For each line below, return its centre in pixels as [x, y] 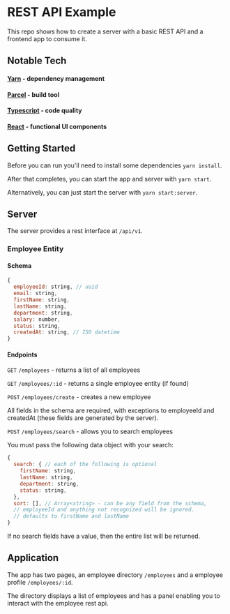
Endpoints [22, 354]
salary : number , [37, 319]
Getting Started [41, 148]
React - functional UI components [57, 126]
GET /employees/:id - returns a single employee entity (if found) [98, 384]
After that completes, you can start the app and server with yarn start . [109, 179]
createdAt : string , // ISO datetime [67, 332]
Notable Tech [37, 61]
